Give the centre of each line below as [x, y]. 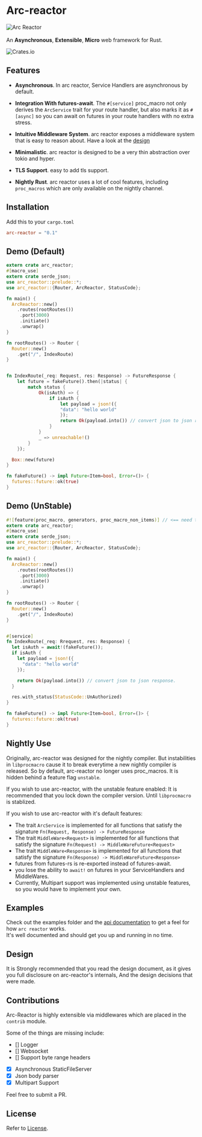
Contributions [33, 1000]
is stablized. [21, 802]
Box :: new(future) [33, 459]
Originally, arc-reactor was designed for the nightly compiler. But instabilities [101, 758]
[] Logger [26, 1045]
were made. [21, 982]
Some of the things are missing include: [55, 1033]
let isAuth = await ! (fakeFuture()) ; [57, 647]
